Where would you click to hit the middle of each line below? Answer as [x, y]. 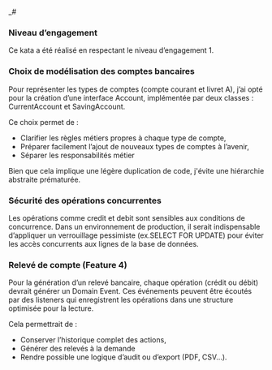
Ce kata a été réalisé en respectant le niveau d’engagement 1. [111, 50]
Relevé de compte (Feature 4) [68, 265]
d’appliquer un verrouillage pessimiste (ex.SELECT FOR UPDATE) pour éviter [136, 235]
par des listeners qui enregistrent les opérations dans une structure [121, 300]
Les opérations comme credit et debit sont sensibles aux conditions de [127, 217]
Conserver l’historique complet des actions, [93, 340]
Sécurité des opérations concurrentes [85, 200]
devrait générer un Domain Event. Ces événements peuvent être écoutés [130, 291]
